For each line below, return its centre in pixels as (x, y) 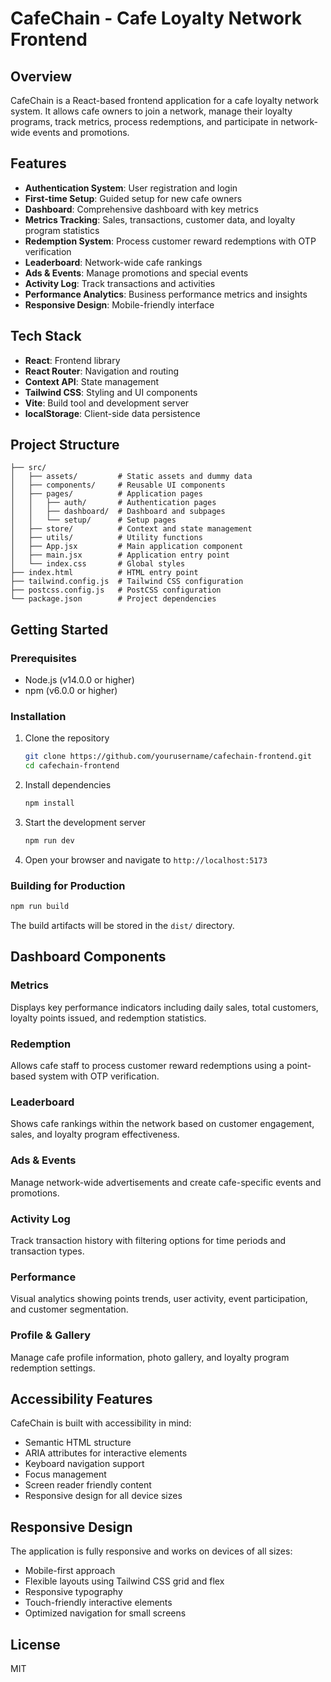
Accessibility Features (81, 1398)
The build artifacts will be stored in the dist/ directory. (122, 926)
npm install (49, 803)
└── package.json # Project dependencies (113, 599)
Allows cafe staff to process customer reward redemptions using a (147, 1066)
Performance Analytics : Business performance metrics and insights (166, 294)
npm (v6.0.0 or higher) (71, 691)
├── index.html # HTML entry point (104, 573)
